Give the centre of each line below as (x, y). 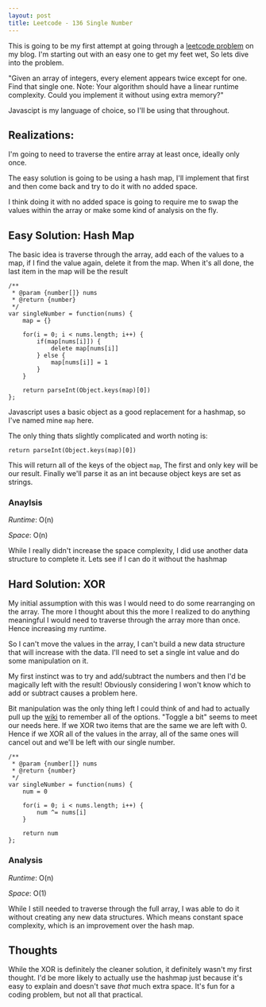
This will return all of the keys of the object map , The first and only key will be (133, 465)
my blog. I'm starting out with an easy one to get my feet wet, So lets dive (128, 54)
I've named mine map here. (51, 420)
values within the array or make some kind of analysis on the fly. (113, 211)
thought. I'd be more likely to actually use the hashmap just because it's (126, 978)
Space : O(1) (27, 893)
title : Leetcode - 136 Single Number (71, 23)
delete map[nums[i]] (85, 349)
